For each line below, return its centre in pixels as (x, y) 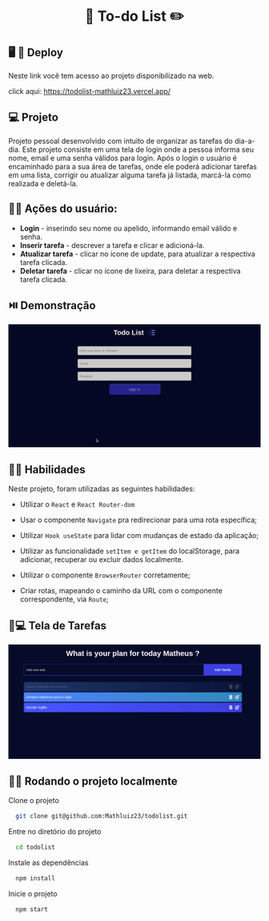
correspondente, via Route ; (64, 599)
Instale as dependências (48, 863)
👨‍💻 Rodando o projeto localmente (93, 781)
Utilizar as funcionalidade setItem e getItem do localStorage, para (130, 551)
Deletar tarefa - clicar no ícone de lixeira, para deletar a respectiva (130, 271)
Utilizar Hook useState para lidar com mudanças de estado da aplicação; (139, 536)
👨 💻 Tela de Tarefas (57, 625)
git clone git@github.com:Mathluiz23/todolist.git (102, 817)
